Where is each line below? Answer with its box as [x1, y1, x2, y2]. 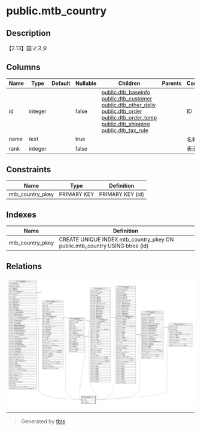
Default [51, 80, 71, 87]
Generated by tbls [20, 418, 66, 425]
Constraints [6, 164, 51, 175]
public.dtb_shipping [101, 120, 150, 127]
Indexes [6, 210, 37, 220]
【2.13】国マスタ [6, 45, 48, 51]
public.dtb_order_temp [101, 114, 157, 121]
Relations [6, 261, 42, 271]
